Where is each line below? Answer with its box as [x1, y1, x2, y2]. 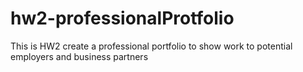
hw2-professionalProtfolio [10, 7, 235, 30]
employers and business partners [10, 50, 149, 62]
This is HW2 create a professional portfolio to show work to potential [10, 40, 293, 52]
